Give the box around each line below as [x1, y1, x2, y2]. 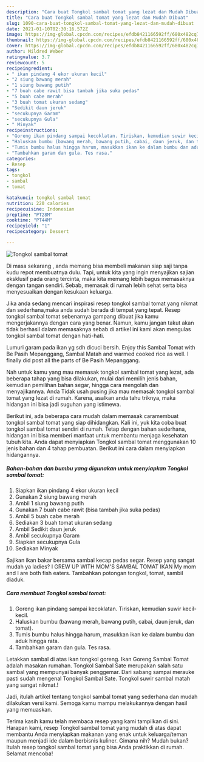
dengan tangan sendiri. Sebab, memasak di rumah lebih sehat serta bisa [6, 282, 187, 289]
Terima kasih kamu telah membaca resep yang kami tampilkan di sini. [6, 717, 180, 725]
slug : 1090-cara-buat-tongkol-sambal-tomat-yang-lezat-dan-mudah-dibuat [6, 20, 194, 26]
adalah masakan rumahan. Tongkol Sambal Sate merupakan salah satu [6, 662, 183, 669]
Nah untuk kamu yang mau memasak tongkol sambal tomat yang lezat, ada [6, 368, 194, 376]
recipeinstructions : [6, 127, 59, 133]
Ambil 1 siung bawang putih [15, 499, 84, 507]
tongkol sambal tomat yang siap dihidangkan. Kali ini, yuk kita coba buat [6, 419, 187, 426]
